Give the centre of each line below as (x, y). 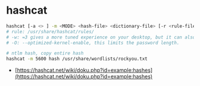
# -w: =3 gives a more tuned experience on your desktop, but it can (94, 37)
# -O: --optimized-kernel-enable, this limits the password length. (93, 43)
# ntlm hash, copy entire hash (45, 53)
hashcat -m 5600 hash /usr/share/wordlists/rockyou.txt (77, 59)
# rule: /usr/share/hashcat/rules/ (50, 31)
